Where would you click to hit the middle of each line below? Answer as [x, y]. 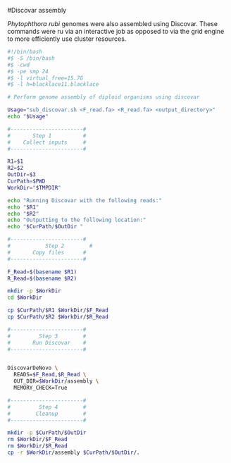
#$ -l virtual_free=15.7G [45, 78]
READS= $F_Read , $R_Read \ [50, 375]
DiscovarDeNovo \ [33, 368]
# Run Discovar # [47, 342]
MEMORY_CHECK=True [41, 388]
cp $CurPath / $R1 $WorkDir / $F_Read [58, 310]
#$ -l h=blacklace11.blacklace [53, 85]
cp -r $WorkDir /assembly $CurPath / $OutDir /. [74, 452]
